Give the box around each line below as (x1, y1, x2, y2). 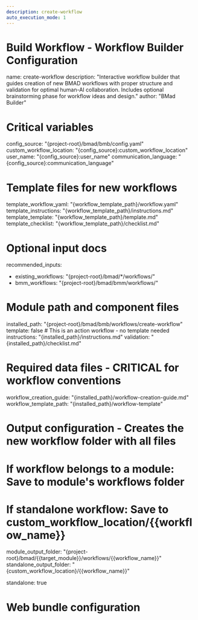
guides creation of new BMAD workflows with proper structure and (6, 80, 173, 87)
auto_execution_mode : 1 (6, 15, 66, 21)
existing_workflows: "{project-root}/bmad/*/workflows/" (14, 273, 156, 280)
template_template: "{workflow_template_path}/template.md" (6, 214, 159, 221)
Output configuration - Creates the (6, 422, 184, 436)
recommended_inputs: (6, 261, 62, 269)
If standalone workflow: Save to (6, 503, 169, 516)
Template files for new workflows (6, 181, 177, 194)
